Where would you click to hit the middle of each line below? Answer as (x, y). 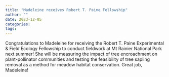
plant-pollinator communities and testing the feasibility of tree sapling (78, 59)
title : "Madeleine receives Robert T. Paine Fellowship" (67, 10)
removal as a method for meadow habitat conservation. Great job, (74, 65)
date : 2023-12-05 (24, 19)
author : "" (17, 15)
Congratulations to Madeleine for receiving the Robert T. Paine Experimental (85, 43)
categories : (18, 24)
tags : (11, 29)
